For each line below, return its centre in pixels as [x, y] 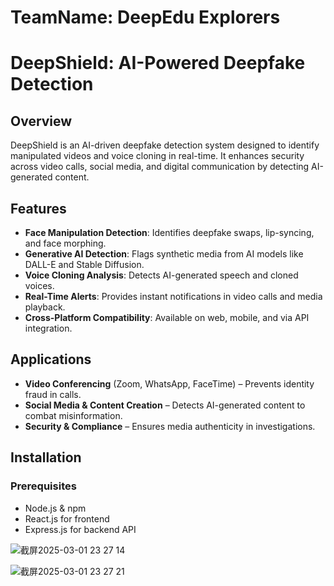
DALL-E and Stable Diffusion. [84, 264]
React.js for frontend [67, 518]
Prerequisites [43, 486]
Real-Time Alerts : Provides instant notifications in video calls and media [173, 296]
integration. [48, 328]
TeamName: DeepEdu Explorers [145, 17]
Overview [41, 121]
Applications [51, 359]
